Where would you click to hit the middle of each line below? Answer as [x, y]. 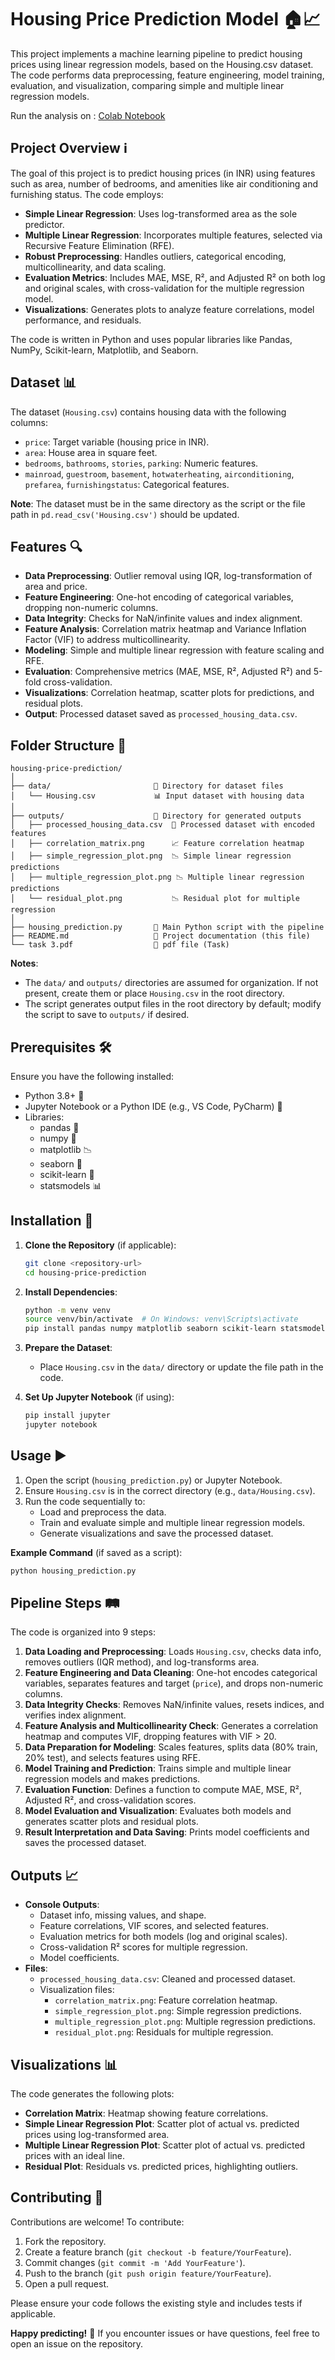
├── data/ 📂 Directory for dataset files [147, 786]
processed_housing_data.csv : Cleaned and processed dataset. [167, 1979]
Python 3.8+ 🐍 [54, 1095]
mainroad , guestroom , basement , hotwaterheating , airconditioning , [159, 473]
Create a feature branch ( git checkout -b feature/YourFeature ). [158, 2252]
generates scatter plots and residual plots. [111, 1822]
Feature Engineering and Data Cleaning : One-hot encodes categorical [171, 1673]
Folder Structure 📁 [68, 745]
